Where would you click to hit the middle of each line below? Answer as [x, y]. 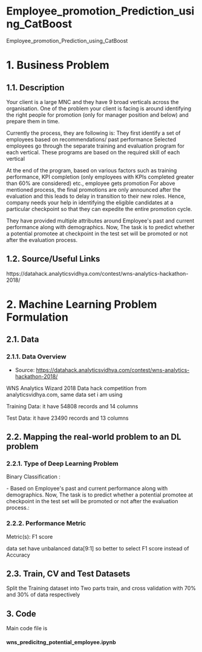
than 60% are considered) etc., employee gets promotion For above [91, 183]
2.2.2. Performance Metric [46, 523]
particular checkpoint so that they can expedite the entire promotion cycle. [99, 209]
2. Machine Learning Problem [82, 304]
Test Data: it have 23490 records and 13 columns [67, 418]
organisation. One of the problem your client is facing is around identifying [99, 108]
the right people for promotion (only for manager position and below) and [97, 115]
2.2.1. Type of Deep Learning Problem [63, 463]
